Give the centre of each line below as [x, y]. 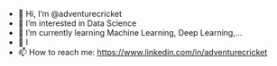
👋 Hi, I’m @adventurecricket [70, 14]
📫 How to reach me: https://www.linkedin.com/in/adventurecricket [143, 52]
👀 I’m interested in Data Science [77, 23]
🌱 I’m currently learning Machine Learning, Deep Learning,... [130, 33]
